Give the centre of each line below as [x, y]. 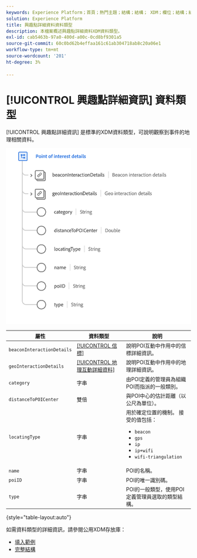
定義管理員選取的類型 [152, 496]
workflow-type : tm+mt [33, 50]
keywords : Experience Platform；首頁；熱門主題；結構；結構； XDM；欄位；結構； [97, 12]
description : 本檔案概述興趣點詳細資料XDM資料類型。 [64, 31]
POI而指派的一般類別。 [153, 387]
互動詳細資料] [98, 370]
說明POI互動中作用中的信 [156, 346]
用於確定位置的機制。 [152, 412]
